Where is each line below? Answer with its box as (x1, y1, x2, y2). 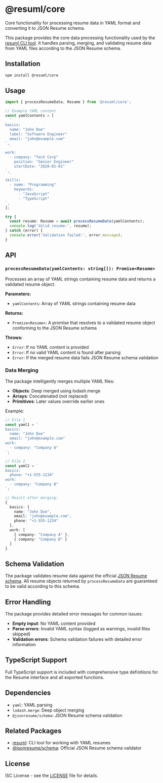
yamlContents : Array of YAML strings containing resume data (12, 300, 136, 306)
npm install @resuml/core (5, 73, 58, 78)
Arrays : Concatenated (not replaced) (12, 393, 88, 399)
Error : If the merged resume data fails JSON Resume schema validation (12, 354, 159, 360)
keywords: (14, 187, 35, 192)
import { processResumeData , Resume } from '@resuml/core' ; (5, 100, 132, 105)
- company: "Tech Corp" (9, 155, 58, 160)
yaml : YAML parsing (12, 702, 53, 708)
